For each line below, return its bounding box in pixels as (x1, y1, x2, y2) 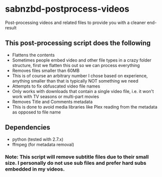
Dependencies (5, 123, 50, 132)
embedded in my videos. (5, 166, 65, 173)
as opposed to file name (12, 109, 61, 115)
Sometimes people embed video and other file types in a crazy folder (12, 57, 152, 63)
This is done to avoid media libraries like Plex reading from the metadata (12, 104, 158, 110)
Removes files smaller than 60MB (12, 67, 80, 73)
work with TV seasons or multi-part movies (12, 93, 99, 99)
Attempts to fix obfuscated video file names (12, 83, 101, 89)
